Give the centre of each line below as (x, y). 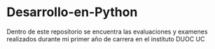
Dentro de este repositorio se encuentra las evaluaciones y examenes (107, 31)
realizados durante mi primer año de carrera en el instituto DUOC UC (106, 38)
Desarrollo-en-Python (72, 12)
